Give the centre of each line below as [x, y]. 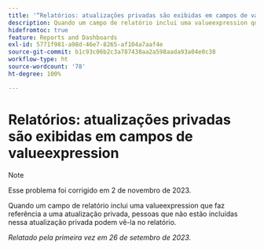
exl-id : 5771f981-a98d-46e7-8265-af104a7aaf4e [86, 45]
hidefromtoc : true [38, 30]
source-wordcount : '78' [47, 67]
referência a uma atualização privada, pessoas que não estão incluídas [123, 214]
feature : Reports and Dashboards [63, 37]
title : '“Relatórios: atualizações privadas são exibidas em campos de [128, 15]
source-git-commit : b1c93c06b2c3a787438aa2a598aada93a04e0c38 [112, 52]
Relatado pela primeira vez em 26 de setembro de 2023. [100, 237]
